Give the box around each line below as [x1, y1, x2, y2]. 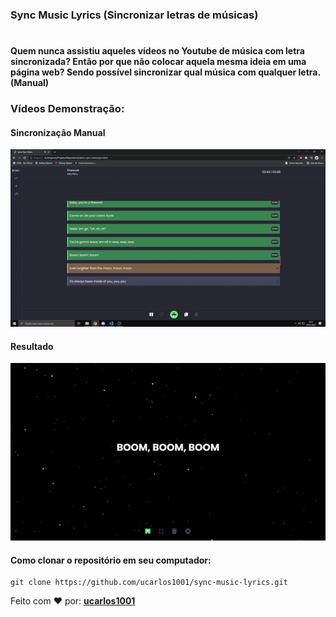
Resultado [10, 340, 54, 352]
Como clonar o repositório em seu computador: [10, 554, 212, 566]
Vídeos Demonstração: [10, 102, 125, 116]
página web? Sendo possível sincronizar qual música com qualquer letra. [10, 66, 321, 78]
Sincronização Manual [10, 126, 106, 138]
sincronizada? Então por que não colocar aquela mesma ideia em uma [10, 56, 307, 68]
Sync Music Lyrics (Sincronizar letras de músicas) [10, 8, 259, 22]
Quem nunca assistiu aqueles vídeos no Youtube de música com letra [10, 45, 305, 57]
